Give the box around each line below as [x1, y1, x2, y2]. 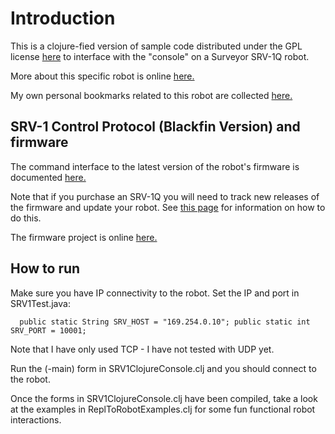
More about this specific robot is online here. [10, 70, 195, 82]
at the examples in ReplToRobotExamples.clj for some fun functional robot [10, 403, 316, 415]
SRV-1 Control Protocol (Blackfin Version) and [10, 118, 301, 136]
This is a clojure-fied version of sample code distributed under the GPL [10, 40, 303, 52]
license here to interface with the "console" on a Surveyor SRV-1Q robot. [10, 50, 310, 62]
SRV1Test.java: [10, 297, 71, 309]
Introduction [10, 7, 116, 30]
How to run [10, 260, 81, 277]
